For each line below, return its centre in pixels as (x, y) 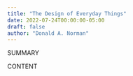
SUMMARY (23, 53)
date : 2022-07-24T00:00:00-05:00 (56, 20)
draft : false (26, 26)
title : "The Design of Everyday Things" (67, 14)
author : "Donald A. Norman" (48, 33)
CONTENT (22, 66)
